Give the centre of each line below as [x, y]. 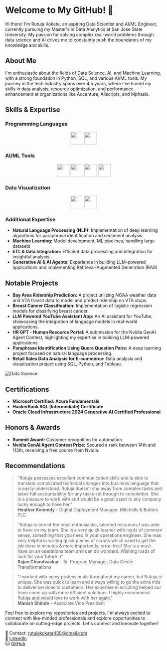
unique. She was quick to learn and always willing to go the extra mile [89, 582]
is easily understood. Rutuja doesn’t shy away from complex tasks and [90, 488]
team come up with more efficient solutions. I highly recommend [83, 592]
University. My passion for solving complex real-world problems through [80, 34]
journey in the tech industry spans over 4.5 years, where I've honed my [78, 83]
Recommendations [35, 466]
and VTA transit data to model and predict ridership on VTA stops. [80, 301]
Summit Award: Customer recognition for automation [67, 439]
